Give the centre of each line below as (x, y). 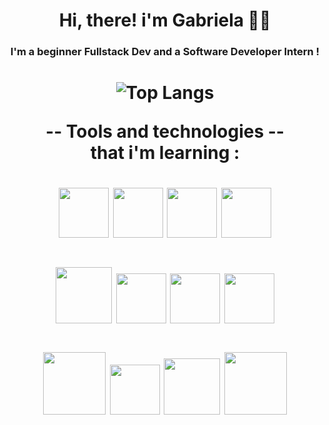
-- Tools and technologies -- (165, 131)
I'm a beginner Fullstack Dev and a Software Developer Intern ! (165, 52)
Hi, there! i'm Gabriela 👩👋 (165, 20)
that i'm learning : (165, 153)
